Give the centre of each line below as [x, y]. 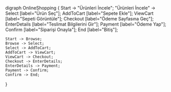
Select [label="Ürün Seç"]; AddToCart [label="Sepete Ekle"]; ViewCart [80, 13]
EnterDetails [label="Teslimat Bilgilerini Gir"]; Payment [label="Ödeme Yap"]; [86, 24]
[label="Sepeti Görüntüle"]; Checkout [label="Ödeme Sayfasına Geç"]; [80, 19]
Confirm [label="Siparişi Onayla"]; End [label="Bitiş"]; [62, 30]
